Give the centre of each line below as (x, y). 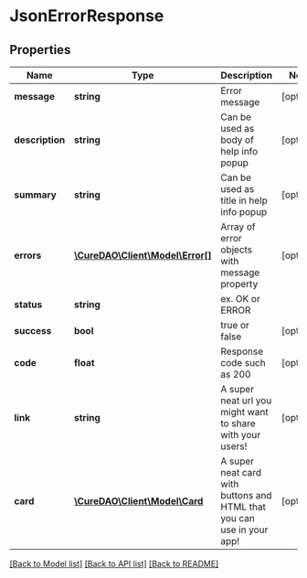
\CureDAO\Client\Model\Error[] (143, 255)
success (33, 331)
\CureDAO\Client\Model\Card (138, 501)
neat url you (246, 401)
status (28, 305)
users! (234, 446)
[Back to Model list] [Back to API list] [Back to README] (114, 564)
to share (238, 423)
